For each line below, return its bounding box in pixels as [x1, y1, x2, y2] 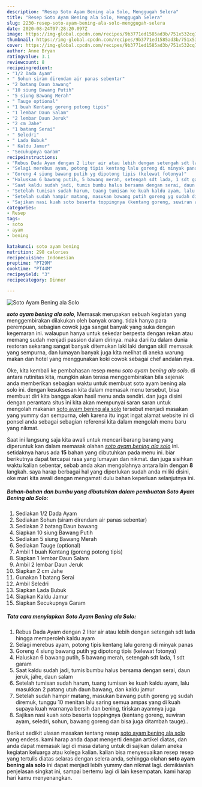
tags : [7, 216, 20, 222]
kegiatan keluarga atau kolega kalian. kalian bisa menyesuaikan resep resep [7, 748, 194, 756]
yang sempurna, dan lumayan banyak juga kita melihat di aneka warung [7, 348, 184, 356]
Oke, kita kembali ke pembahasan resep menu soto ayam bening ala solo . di [7, 366, 195, 374]
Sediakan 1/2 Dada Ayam [15, 510, 77, 517]
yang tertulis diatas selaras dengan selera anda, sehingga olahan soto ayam [7, 755, 195, 762]
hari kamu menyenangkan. [7, 774, 73, 781]
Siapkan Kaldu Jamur [15, 593, 68, 600]
